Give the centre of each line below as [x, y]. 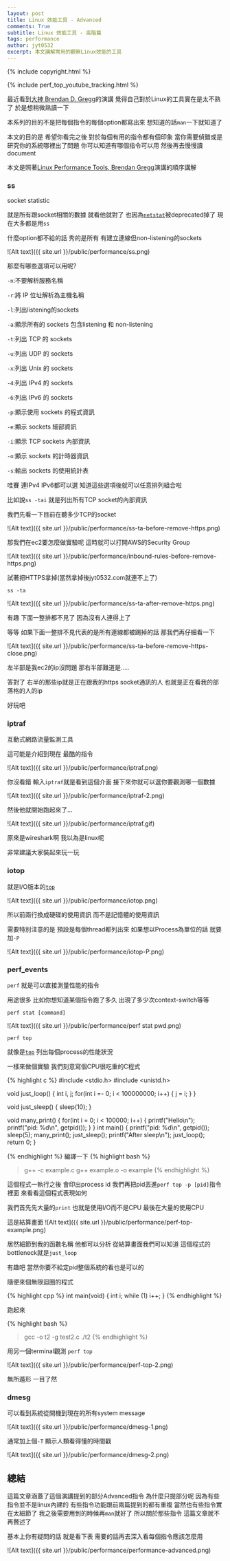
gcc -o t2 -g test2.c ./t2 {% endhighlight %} [86, 1337]
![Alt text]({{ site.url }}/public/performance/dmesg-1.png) [88, 1427]
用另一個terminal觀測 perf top [50, 1351]
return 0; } [22, 1142]
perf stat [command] [37, 1013]
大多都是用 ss [31, 224]
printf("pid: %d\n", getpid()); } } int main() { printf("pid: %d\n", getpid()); [108, 1128]
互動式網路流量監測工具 [40, 740]
